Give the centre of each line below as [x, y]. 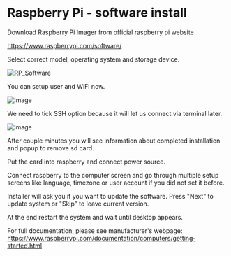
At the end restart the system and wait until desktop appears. [95, 217]
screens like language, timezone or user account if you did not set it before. [116, 183]
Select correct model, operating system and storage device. [94, 59]
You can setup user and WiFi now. [56, 86]
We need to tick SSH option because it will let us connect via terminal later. [115, 113]
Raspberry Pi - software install [97, 13]
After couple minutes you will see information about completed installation [114, 141]
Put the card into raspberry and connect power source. [87, 162]
